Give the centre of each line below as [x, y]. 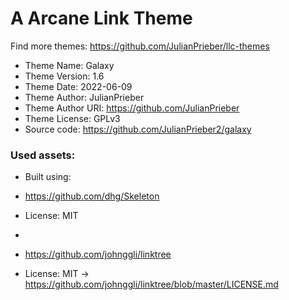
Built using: [48, 177]
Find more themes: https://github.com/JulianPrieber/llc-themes [140, 46]
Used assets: [43, 155]
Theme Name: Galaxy [69, 65]
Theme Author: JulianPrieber [84, 97]
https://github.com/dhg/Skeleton [92, 196]
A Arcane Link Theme [101, 18]
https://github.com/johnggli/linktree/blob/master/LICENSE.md [151, 284]
